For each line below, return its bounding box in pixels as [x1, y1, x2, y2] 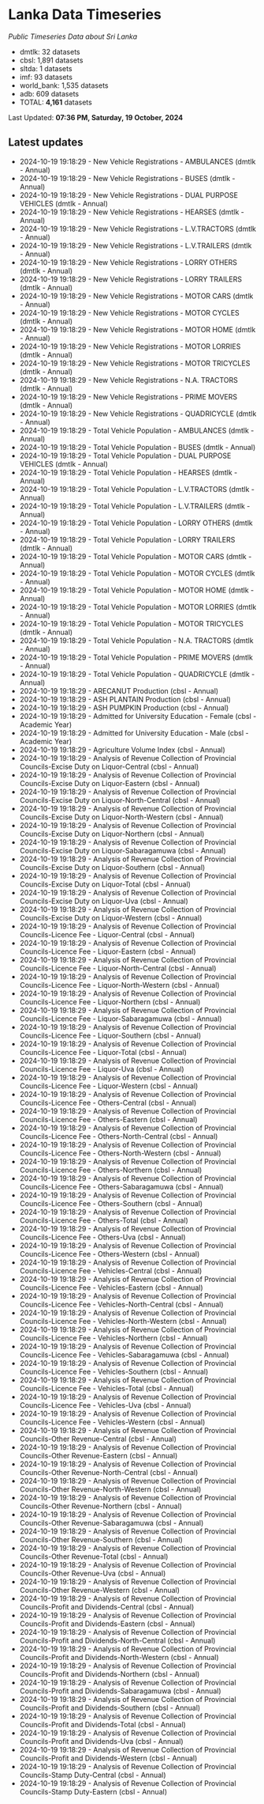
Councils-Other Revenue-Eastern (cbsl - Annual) [19, 1450, 178, 1460]
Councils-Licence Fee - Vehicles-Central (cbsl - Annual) [19, 1265, 203, 1275]
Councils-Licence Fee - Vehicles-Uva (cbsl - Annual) [19, 1400, 191, 1409]
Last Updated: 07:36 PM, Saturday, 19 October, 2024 [8, 112, 184, 122]
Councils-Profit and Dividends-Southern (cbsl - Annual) [19, 1703, 201, 1712]
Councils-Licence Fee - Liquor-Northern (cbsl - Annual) [19, 997, 201, 1006]
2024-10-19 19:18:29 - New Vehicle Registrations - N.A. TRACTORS [19, 375, 239, 384]
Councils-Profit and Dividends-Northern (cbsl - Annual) [19, 1669, 200, 1678]
